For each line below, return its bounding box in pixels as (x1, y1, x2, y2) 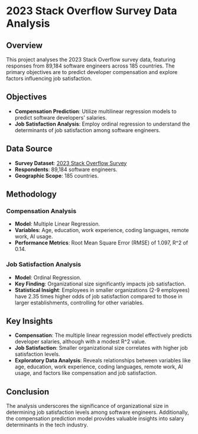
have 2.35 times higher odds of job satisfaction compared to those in (14, 292, 183, 300)
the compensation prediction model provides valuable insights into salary (6, 415, 184, 422)
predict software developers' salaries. (14, 114, 108, 121)
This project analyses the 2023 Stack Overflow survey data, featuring (6, 56, 176, 63)
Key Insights (6, 316, 53, 326)
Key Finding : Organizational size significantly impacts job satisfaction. (14, 280, 186, 287)
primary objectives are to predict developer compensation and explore (6, 69, 178, 75)
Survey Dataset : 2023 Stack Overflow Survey (14, 159, 127, 166)
